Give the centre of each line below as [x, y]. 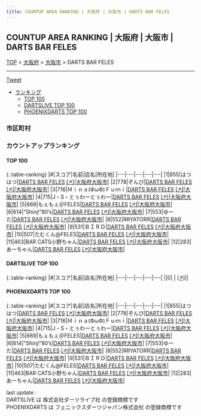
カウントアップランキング [43, 146]
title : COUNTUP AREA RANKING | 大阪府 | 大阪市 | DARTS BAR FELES [88, 12]
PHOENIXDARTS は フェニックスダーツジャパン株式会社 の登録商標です [94, 407]
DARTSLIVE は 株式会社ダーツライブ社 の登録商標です [72, 399]
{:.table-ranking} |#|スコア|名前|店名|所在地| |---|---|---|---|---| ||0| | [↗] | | [98, 277]
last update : [22, 392]
